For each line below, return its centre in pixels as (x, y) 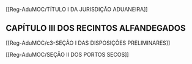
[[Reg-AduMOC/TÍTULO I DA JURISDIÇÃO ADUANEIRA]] (77, 9)
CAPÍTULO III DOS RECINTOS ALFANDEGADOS (96, 28)
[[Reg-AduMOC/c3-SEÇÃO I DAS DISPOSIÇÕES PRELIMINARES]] (88, 43)
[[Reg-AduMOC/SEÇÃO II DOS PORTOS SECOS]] (67, 54)
